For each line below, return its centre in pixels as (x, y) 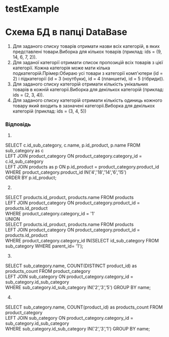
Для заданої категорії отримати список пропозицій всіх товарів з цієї (88, 63)
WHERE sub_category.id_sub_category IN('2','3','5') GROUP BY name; (78, 288)
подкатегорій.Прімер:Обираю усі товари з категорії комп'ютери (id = (88, 73)
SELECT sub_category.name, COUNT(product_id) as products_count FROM (84, 307)
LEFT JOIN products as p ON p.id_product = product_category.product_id (82, 167)
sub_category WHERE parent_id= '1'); (44, 246)
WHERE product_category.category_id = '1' (50, 214)
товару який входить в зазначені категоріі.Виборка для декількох (84, 106)
